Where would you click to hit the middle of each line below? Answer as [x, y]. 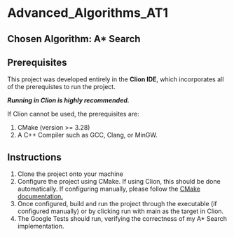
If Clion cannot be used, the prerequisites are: [73, 114]
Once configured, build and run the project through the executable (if [117, 204]
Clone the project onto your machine [70, 174]
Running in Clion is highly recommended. [68, 100]
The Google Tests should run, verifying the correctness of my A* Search [122, 219]
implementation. [41, 226]
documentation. [40, 196]
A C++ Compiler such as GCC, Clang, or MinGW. [87, 135]
